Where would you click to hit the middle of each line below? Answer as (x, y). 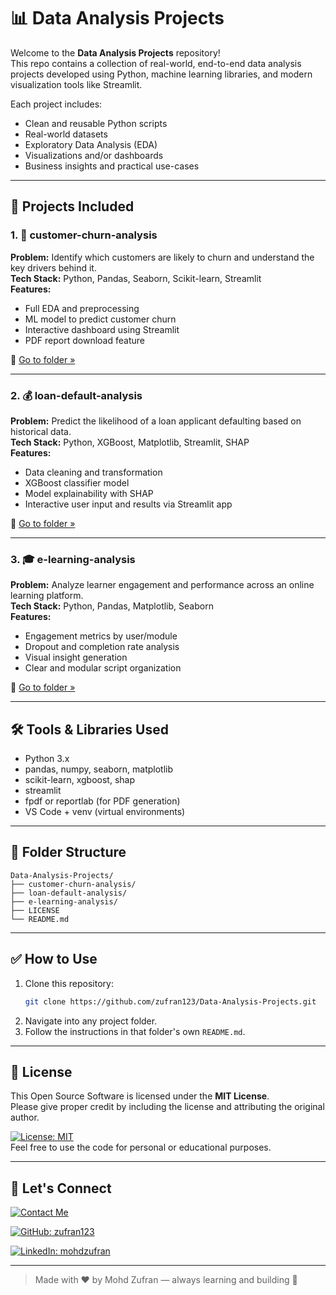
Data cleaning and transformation (93, 472)
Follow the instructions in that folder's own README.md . (135, 1031)
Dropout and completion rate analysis (102, 647)
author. (25, 1117)
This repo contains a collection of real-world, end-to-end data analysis (156, 63)
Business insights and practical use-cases (112, 166)
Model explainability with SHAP (89, 493)
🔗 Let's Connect (61, 1188)
